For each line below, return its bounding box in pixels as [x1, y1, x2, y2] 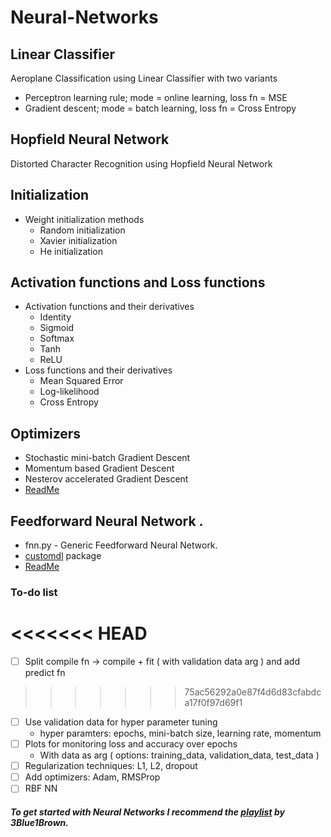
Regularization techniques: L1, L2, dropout [24, 760, 198, 772]
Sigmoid [39, 322, 75, 334]
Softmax [39, 332, 75, 345]
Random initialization [39, 224, 126, 236]
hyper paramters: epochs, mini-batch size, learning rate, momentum [39, 727, 322, 740]
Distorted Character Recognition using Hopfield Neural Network [10, 157, 273, 170]
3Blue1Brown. [10, 816, 69, 828]
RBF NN [24, 782, 58, 795]
